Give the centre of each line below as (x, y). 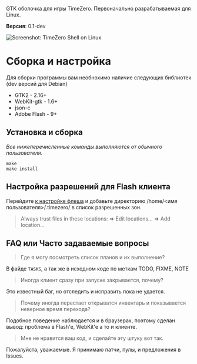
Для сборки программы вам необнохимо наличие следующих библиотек (99, 77)
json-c (22, 108)
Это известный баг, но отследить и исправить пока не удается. (86, 292)
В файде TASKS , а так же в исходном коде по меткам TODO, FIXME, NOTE (98, 269)
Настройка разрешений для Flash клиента (88, 187)
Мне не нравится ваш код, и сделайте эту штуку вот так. (92, 338)
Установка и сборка (45, 133)
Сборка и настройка (59, 61)
